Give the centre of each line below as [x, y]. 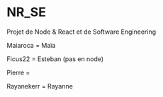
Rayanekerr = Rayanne [40, 86]
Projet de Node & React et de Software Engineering [81, 32]
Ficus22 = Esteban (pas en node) [55, 59]
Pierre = [18, 72]
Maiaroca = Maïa [31, 45]
